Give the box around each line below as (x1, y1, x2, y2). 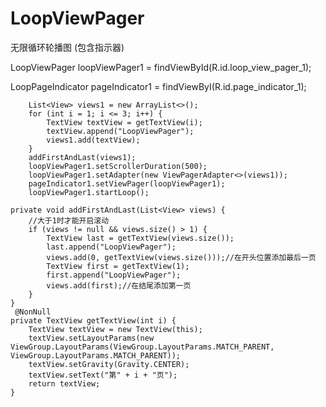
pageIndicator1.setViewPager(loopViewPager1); (28, 178, 226, 189)
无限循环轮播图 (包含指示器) (10, 41, 125, 53)
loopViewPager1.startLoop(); (28, 187, 150, 197)
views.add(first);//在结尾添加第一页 (46, 280, 192, 291)
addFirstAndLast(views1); (28, 152, 137, 162)
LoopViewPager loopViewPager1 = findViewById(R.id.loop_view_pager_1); (10, 61, 312, 73)
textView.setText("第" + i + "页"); (28, 370, 178, 380)
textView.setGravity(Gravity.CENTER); (28, 359, 190, 369)
